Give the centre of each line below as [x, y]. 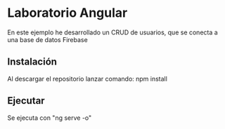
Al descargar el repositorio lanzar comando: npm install [87, 79]
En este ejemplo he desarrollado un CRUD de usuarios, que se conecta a [112, 32]
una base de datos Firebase [47, 39]
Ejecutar [26, 101]
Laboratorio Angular [67, 13]
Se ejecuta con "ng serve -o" [50, 118]
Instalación [32, 62]
